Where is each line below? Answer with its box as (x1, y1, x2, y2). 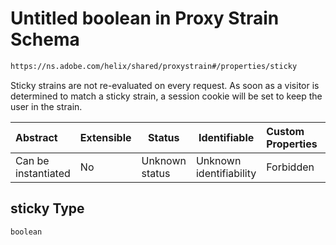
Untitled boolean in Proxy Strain (10, 7, 280, 30)
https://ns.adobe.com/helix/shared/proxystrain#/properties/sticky (10, 61, 298, 71)
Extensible (79, 130, 132, 144)
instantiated (15, 166, 71, 180)
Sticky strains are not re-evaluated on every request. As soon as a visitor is (10, 79, 320, 91)
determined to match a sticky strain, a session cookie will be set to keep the (10, 90, 323, 102)
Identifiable (198, 130, 255, 144)
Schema (10, 28, 80, 51)
